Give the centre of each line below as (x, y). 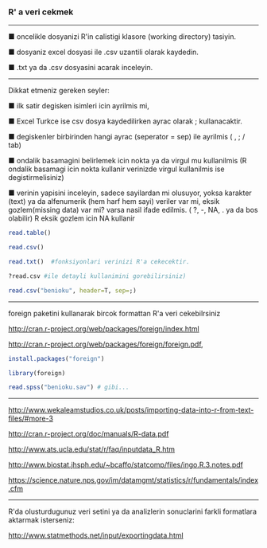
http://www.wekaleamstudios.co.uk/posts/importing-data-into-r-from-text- (131, 410)
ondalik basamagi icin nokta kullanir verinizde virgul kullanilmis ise (116, 169)
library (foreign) (37, 373)
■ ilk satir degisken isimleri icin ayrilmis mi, (79, 106)
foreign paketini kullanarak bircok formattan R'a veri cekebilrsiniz (114, 313)
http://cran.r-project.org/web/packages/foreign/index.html (104, 328)
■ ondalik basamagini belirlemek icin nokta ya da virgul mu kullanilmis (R (128, 161)
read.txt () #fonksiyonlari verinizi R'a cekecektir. (99, 262)
